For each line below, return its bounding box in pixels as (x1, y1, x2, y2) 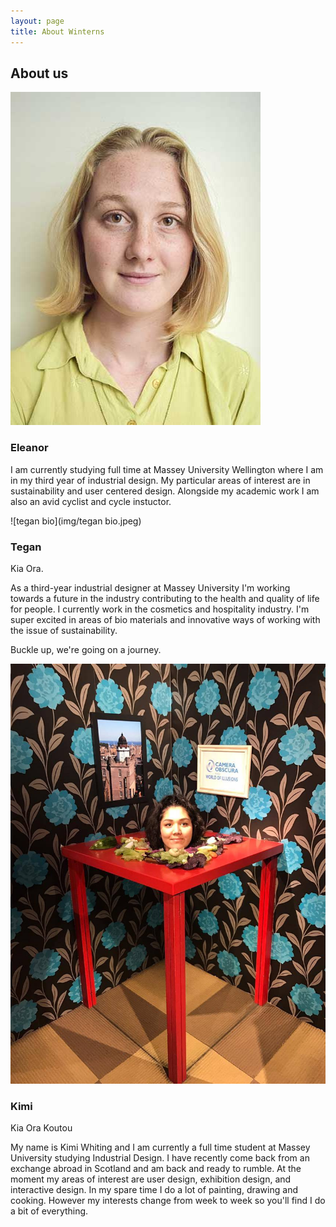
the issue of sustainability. (10, 624, 118, 636)
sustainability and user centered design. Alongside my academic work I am (10, 485, 320, 497)
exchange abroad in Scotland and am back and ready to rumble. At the (10, 1163, 302, 1175)
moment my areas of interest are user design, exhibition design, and (10, 1173, 292, 1185)
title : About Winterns (10, 26, 105, 37)
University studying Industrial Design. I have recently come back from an (10, 1152, 310, 1164)
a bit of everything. (10, 1205, 89, 1217)
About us (10, 65, 69, 82)
